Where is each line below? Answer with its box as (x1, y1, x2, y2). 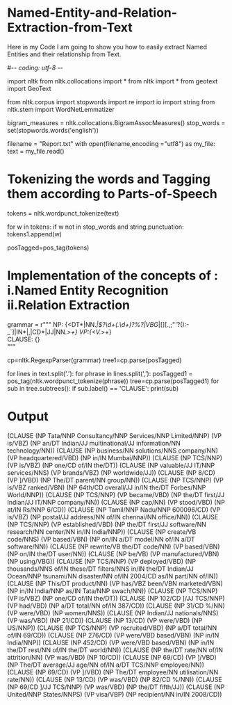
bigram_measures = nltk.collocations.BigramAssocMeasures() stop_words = (7, 118, 226, 127)
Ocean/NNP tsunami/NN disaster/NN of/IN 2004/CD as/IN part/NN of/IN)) (7, 572, 219, 580)
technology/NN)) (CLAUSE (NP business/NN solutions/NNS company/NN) (7, 446, 219, 455)
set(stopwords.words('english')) (7, 126, 99, 134)
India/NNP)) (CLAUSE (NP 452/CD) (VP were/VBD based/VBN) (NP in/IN (7, 638, 215, 647)
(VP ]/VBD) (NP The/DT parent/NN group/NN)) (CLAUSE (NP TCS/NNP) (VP (7, 476, 224, 484)
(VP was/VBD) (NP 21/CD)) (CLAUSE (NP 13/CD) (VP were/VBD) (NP (7, 616, 203, 624)
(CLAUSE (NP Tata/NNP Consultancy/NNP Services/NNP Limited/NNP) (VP (7, 431, 222, 439)
